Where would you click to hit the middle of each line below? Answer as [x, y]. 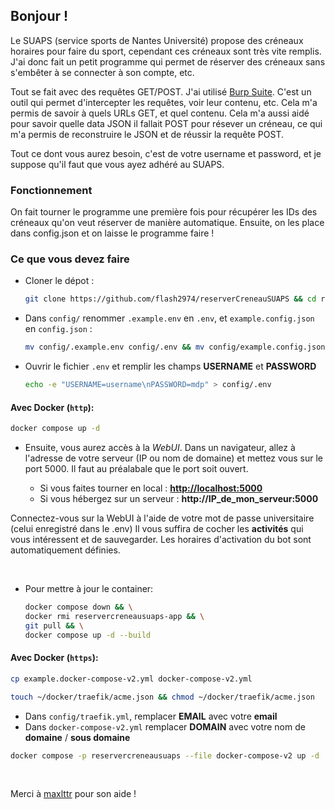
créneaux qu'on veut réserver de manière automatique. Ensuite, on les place [167, 223]
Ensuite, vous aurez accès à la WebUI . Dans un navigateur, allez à [160, 448]
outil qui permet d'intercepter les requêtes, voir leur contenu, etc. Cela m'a [164, 102]
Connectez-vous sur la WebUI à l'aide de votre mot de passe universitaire [162, 518]
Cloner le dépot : [59, 281]
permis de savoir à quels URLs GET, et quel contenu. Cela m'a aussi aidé [160, 113]
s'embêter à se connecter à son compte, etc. [102, 72]
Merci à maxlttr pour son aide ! [73, 794]
